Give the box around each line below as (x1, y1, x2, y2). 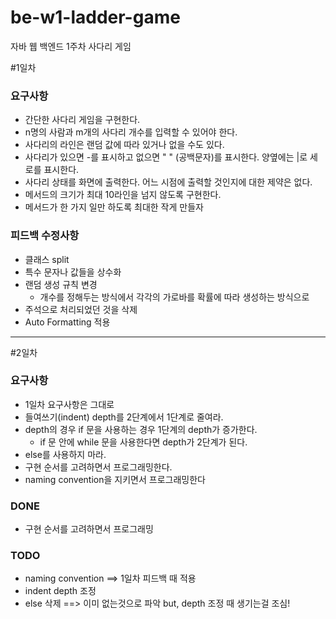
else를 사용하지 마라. (24, 448, 107, 460)
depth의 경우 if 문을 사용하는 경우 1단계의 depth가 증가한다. (24, 423, 258, 435)
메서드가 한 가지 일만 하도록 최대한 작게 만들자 (24, 201, 204, 213)
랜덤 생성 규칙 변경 (24, 278, 98, 290)
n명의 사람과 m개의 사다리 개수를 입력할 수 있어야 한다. (24, 126, 238, 138)
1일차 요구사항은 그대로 (24, 398, 115, 410)
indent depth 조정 (24, 585, 97, 597)
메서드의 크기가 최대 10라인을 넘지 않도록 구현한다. (24, 189, 222, 201)
